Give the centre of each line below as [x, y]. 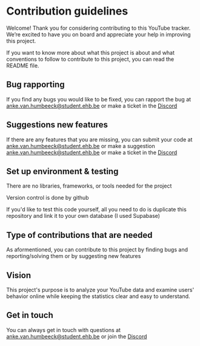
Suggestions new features [57, 125]
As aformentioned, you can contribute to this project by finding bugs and [97, 249]
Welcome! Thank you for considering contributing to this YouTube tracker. [98, 28]
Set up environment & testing [62, 171]
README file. [23, 66]
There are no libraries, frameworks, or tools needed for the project [89, 186]
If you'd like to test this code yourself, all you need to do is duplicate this [96, 209]
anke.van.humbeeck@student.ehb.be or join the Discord [77, 336]
